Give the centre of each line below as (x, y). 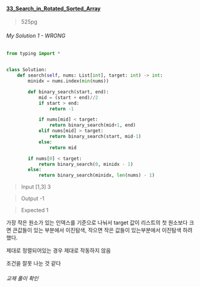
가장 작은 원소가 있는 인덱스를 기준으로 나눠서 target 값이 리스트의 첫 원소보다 (97, 222)
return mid (63, 148)
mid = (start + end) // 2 (68, 97)
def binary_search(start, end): (69, 92)
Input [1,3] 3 (36, 187)
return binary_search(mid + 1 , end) (92, 125)
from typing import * (33, 54)
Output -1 (33, 198)
